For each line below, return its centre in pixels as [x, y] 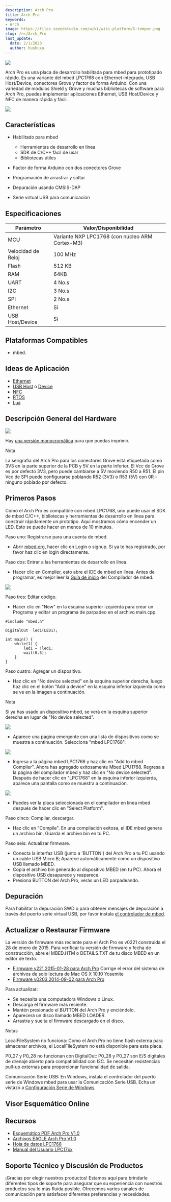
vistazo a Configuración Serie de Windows [50, 1088]
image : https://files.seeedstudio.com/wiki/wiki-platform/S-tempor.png [83, 29]
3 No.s [61, 291]
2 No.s [61, 299]
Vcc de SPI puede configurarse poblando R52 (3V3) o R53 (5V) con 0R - [81, 477]
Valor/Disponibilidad [108, 228]
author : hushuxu [27, 48]
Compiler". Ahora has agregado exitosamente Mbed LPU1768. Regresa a [89, 767]
